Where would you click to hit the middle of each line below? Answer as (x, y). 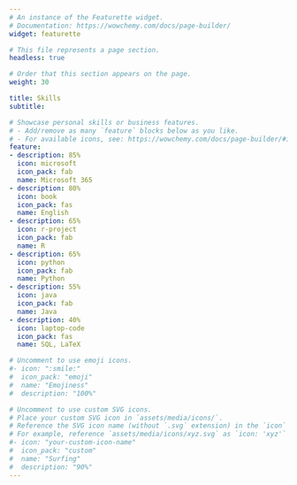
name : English (43, 213)
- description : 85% (45, 156)
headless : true (37, 58)
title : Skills (35, 98)
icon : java (37, 296)
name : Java (37, 312)
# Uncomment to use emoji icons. (71, 361)
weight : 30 (29, 82)
